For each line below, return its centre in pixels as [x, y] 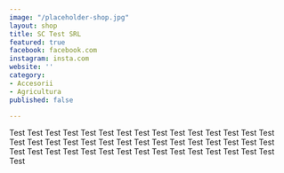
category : [28, 75]
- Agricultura [36, 91]
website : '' [31, 67]
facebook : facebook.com [53, 51]
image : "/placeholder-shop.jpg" [69, 17]
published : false [41, 100]
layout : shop [33, 26]
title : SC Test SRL [45, 34]
